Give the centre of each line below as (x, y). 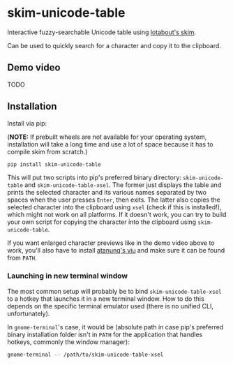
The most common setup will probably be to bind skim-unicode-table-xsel (114, 291)
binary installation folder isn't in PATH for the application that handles (105, 334)
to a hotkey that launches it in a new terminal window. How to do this (106, 299)
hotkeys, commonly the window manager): (69, 342)
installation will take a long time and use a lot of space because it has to (110, 144)
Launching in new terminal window (68, 276)
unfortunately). (29, 313)
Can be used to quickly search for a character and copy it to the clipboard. (114, 45)
